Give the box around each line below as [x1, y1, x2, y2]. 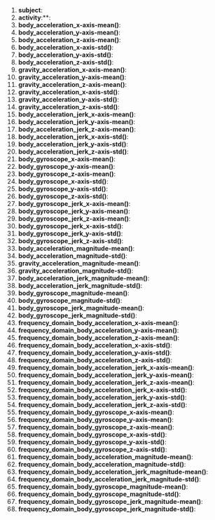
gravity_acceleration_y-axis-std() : [18, 95, 120, 104]
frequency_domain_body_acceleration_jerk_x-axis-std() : [18, 385, 188, 394]
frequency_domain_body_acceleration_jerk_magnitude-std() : [18, 475, 202, 483]
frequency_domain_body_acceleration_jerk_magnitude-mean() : [18, 467, 209, 476]
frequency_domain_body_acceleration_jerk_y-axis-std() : [18, 393, 187, 402]
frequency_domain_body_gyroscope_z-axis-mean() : [18, 423, 174, 431]
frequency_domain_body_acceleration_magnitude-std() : [18, 460, 186, 468]
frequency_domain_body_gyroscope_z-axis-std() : [18, 445, 167, 453]
